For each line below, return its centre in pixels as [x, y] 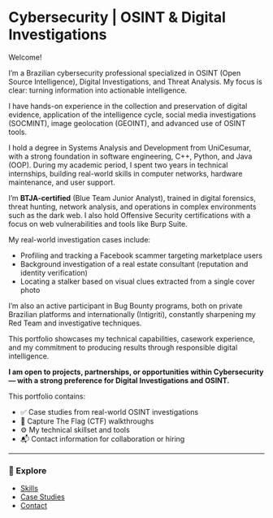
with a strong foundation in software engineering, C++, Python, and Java [130, 156]
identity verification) [54, 272]
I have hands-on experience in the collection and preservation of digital [128, 106]
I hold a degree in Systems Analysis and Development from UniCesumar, [130, 147]
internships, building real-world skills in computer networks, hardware [126, 173]
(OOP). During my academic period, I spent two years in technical [118, 165]
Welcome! [25, 57]
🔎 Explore [28, 470]
